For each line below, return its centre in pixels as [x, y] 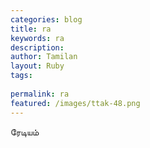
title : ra [31, 29]
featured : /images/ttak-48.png [75, 103]
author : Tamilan [44, 57]
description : [37, 47]
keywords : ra [37, 38]
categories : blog [46, 19]
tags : [21, 76]
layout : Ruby [37, 66]
